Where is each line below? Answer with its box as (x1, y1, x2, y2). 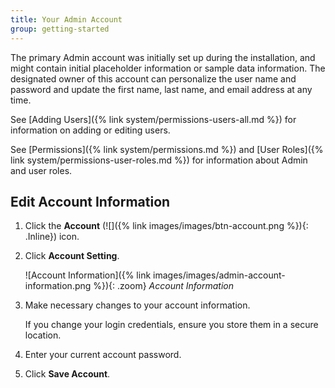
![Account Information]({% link (24, 269, 152, 281)
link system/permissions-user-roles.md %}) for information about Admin (10, 154, 308, 166)
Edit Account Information (10, 193, 171, 210)
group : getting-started (10, 24, 110, 34)
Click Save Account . (24, 368, 111, 380)
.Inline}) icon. (24, 231, 80, 243)
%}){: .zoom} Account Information (93, 280, 235, 292)
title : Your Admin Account (10, 14, 123, 25)
